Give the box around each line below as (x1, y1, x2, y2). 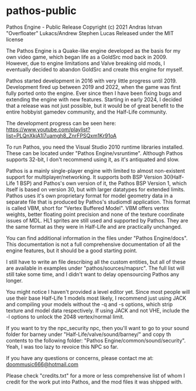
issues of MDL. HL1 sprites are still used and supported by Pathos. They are (6, 217, 188, 224)
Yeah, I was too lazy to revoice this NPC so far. (6, 343, 119, 350)
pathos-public (6, 4, 77, 18)
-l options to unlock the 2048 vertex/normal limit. (6, 313, 125, 320)
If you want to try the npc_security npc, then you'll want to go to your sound (6, 324, 189, 331)
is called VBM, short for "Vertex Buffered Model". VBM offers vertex (6, 204, 170, 211)
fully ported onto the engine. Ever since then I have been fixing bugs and (6, 90, 181, 97)
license (6, 36, 23, 43)
